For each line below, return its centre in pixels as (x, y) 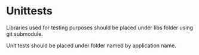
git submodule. (25, 33)
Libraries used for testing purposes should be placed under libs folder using (99, 27)
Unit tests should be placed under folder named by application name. (91, 45)
